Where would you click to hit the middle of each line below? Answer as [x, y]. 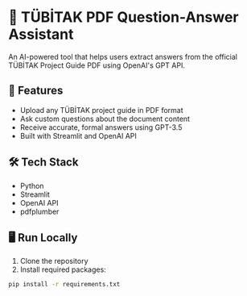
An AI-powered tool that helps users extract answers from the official [123, 56]
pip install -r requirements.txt [64, 285]
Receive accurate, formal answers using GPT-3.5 [101, 127]
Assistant [41, 34]
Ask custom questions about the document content [105, 119]
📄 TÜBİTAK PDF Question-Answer [123, 17]
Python [32, 186]
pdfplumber [39, 211]
